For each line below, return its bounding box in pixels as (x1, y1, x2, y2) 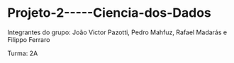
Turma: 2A (7, 49, 38, 57)
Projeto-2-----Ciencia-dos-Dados (7, 5, 211, 21)
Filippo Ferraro (7, 35, 50, 43)
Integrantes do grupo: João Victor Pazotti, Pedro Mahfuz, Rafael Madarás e (7, 28, 228, 36)
